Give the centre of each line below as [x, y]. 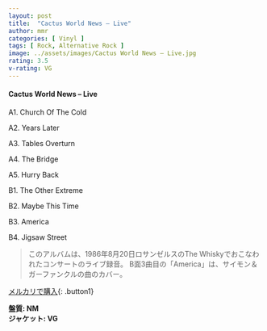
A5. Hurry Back [33, 174]
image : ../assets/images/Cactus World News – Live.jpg [102, 53]
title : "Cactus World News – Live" [70, 23]
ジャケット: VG [33, 318]
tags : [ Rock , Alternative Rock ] [67, 46]
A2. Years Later [34, 128]
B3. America [29, 221]
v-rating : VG [30, 69]
